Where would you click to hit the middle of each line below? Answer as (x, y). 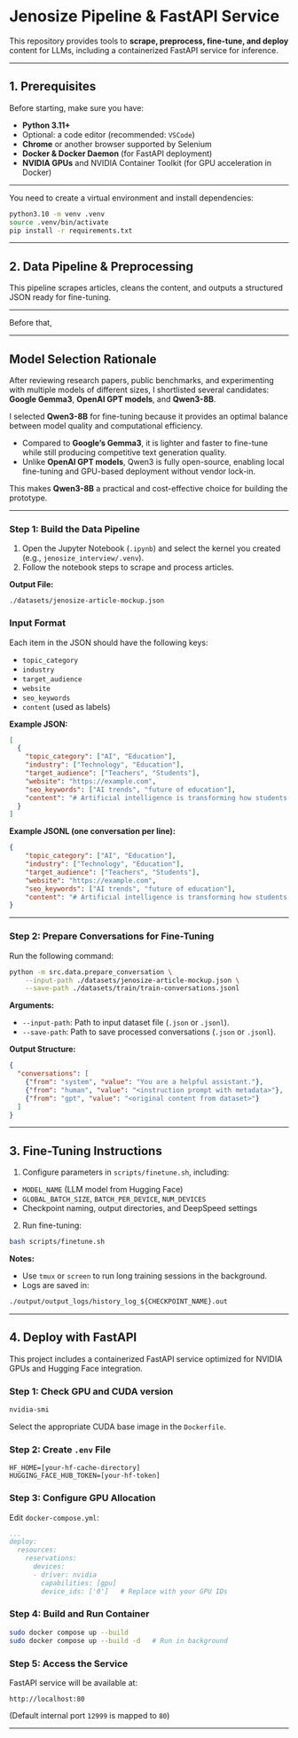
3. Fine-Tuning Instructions (86, 1151)
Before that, (31, 323)
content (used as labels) (66, 706)
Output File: (31, 585)
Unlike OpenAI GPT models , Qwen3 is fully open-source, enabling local (153, 462)
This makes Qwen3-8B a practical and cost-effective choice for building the (149, 488)
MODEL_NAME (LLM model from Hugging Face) (102, 1190)
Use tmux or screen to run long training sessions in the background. (145, 1276)
